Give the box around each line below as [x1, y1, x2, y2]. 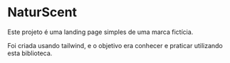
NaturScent [7, 4, 77, 21]
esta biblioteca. [7, 49, 53, 57]
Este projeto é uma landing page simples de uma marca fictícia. [7, 28, 194, 36]
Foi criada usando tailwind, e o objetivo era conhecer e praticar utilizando [7, 41, 223, 50]
